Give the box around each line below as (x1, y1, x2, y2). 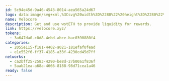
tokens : (5, 31, 22, 36)
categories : (5, 40, 30, 45)
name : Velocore (5, 17, 37, 22)
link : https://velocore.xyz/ (5, 26, 66, 31)
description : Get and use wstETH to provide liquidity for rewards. (5, 21, 152, 27)
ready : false (5, 68, 33, 73)
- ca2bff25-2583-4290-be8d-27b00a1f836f (10, 59, 96, 64)
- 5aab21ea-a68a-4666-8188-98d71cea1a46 (10, 63, 96, 68)
